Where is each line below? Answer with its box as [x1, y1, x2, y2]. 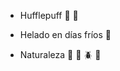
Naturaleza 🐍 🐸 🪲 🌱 [19, 49, 102, 60]
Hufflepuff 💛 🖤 [19, 10, 79, 21]
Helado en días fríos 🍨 [19, 29, 112, 40]
